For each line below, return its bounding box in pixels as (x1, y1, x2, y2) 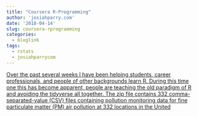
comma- (168, 90, 191, 97)
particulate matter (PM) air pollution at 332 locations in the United (6, 103, 171, 110)
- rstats (12, 49, 34, 55)
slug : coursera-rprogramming (6, 26, 80, 32)
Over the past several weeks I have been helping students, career (6, 70, 171, 78)
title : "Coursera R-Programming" (6, 9, 91, 15)
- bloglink (12, 37, 40, 43)
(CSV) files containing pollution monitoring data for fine (49, 97, 188, 104)
